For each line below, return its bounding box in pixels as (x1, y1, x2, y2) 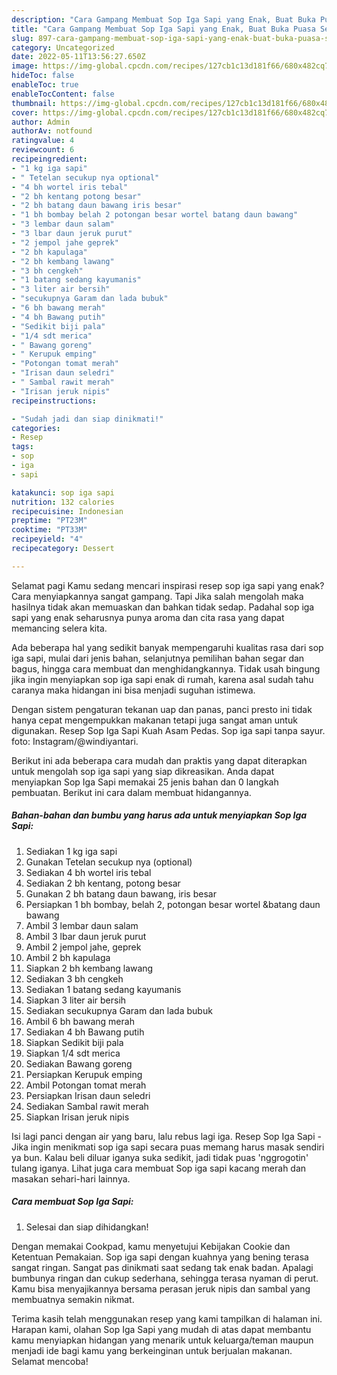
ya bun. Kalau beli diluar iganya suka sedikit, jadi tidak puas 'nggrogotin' (11, 1151, 309, 1163)
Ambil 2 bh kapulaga (25, 951, 111, 963)
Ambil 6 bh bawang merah (25, 1015, 135, 1027)
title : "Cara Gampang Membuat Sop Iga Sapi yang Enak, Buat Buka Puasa (11, 24, 316, 34)
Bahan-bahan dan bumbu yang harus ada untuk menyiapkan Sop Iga (11, 809, 308, 821)
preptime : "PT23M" (11, 516, 88, 526)
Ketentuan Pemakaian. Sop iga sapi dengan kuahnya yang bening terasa (11, 1251, 309, 1263)
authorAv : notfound (11, 126, 93, 136)
